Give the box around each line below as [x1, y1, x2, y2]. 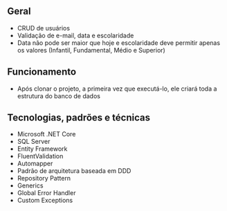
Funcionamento [7, 66, 77, 78]
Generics [17, 181, 44, 190]
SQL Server [17, 138, 51, 146]
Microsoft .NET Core [17, 130, 76, 138]
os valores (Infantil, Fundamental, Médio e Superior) [17, 46, 166, 54]
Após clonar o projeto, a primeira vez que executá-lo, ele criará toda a [17, 84, 217, 93]
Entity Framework [17, 145, 68, 153]
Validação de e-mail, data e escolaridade [17, 31, 134, 39]
